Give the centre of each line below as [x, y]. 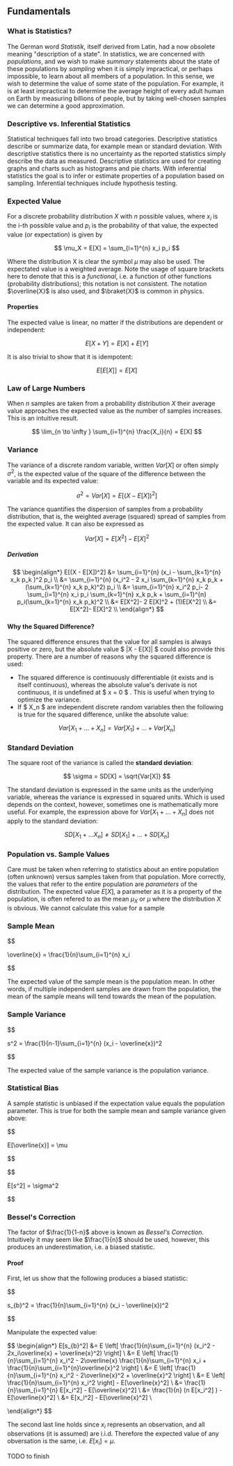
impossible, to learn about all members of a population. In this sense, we [111, 76]
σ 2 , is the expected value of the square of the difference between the [106, 473]
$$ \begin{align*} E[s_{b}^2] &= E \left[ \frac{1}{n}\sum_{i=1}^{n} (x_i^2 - [111, 1346]
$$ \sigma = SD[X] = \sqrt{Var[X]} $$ [117, 776]
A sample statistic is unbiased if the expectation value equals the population [116, 1103]
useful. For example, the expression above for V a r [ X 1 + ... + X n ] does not [111, 813]
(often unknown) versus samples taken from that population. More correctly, [116, 877]
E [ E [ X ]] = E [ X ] [117, 370]
